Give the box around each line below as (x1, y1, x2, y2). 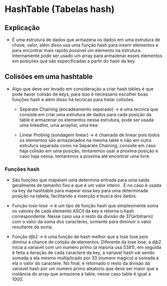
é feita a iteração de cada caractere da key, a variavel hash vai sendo (11, 249, 155, 256)
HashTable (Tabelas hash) (4, 4, 115, 15)
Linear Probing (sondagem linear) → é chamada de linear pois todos (19, 132, 160, 138)
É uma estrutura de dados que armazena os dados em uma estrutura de (11, 37, 160, 43)
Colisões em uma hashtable (4, 73, 93, 81)
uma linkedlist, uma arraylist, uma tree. (19, 122, 99, 128)
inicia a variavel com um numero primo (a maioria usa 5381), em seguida (11, 244, 161, 250)
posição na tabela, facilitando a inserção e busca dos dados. (11, 193, 137, 199)
